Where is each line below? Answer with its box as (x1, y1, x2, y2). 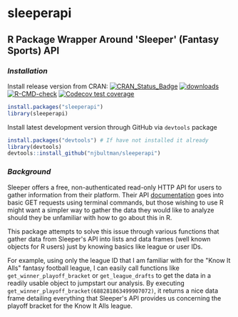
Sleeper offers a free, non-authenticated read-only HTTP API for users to (7, 183, 222, 192)
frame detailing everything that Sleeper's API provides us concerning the (7, 293, 222, 302)
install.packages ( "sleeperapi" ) (7, 103, 103, 110)
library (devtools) (7, 143, 62, 150)
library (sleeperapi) (7, 110, 69, 117)
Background (7, 167, 51, 177)
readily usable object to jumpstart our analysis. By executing (7, 279, 185, 287)
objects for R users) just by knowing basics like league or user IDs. (7, 242, 203, 251)
